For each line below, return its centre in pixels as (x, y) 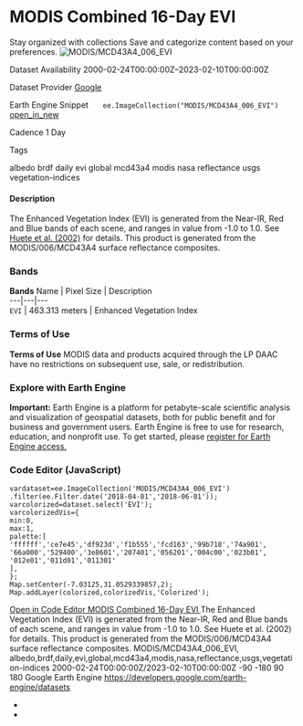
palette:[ (28, 537)
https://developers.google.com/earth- (176, 678)
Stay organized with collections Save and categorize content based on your (151, 42)
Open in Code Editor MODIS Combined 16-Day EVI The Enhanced (132, 610)
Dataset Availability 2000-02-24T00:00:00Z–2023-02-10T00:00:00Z (139, 69)
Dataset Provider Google (56, 87)
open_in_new (34, 114)
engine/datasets (40, 688)
